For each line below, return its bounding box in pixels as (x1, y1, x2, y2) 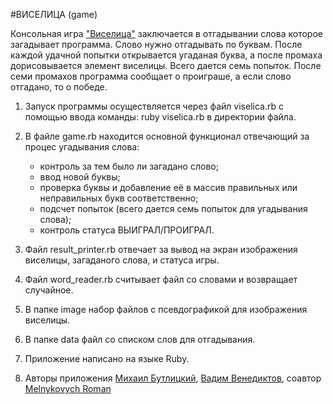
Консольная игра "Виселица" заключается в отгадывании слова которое (10, 28, 323, 39)
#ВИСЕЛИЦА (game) (10, 9, 98, 20)
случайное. (24, 284, 74, 296)
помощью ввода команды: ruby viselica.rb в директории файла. (24, 111, 297, 123)
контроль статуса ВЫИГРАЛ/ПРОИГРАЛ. (39, 224, 215, 236)
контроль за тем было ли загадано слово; (39, 160, 219, 172)
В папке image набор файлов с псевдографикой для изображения (24, 304, 308, 315)
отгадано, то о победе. (10, 81, 108, 93)
